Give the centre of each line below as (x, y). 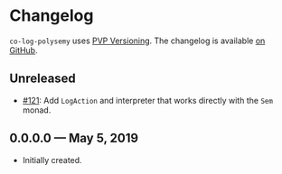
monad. (37, 110)
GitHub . (23, 50)
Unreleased (43, 79)
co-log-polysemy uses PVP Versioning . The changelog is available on (137, 41)
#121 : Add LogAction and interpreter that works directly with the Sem (148, 100)
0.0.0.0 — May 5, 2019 (74, 138)
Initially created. (52, 160)
